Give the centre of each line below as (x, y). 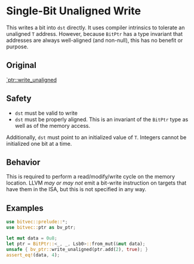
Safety (19, 99)
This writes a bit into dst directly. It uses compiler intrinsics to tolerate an (96, 27)
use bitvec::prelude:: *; (37, 222)
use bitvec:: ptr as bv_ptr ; (41, 228)
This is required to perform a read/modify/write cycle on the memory (90, 177)
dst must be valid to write (46, 113)
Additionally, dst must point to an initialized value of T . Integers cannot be (96, 137)
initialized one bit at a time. (39, 143)
